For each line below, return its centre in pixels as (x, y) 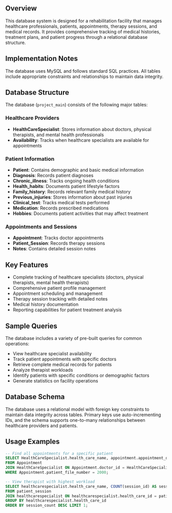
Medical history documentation (46, 305)
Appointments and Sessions (41, 226)
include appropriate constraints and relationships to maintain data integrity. (84, 76)
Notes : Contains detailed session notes (54, 249)
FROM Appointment (24, 463)
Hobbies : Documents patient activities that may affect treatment (80, 213)
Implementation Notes (42, 59)
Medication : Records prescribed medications (61, 208)
